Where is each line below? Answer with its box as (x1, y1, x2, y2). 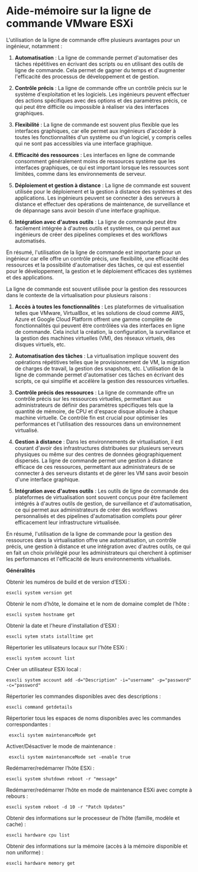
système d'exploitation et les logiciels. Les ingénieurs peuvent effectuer (14, 91, 190, 98)
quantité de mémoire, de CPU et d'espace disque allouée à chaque (14, 407, 178, 415)
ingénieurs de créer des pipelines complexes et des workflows (14, 231, 167, 238)
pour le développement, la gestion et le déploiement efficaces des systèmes (6, 268, 192, 275)
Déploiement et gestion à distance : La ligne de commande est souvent (14, 182, 191, 189)
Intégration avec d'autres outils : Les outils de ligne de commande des (14, 487, 189, 494)
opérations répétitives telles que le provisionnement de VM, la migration (14, 358, 190, 365)
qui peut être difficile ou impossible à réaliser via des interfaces (14, 103, 170, 110)
